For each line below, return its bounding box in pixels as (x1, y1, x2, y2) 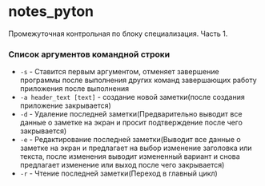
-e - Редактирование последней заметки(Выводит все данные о (19, 135, 242, 144)
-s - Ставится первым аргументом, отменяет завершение (19, 67, 219, 77)
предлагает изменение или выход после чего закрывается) (19, 160, 225, 170)
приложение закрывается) (19, 101, 112, 110)
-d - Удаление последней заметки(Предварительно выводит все (19, 109, 243, 119)
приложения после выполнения (19, 84, 130, 93)
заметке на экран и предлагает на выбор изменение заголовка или (19, 143, 252, 153)
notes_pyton (8, 2, 94, 21)
